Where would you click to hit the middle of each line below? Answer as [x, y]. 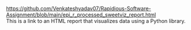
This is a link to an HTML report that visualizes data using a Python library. [96, 21]
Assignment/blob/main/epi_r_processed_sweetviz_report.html [81, 15]
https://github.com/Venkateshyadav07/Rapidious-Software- [79, 9]
